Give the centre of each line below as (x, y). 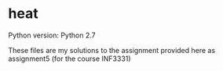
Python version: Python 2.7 (52, 35)
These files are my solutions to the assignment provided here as (112, 50)
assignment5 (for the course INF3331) (69, 59)
